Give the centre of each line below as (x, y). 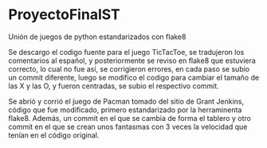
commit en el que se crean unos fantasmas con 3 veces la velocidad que (128, 127)
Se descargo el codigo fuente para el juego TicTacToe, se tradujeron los (126, 52)
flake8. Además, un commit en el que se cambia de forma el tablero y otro (130, 118)
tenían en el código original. (54, 135)
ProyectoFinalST (65, 15)
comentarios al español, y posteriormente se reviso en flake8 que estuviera (132, 60)
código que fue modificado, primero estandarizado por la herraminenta (125, 110)
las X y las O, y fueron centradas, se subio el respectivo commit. (114, 86)
